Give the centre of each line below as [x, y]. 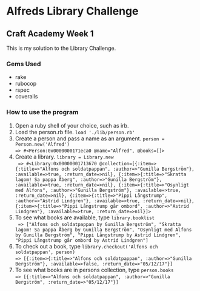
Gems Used [24, 64]
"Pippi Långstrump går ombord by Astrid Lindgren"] [82, 240]
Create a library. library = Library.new [64, 157]
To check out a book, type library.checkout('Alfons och [86, 246]
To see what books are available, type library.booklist [85, 217]
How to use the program [42, 112]
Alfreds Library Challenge [72, 11]
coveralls [26, 97]
